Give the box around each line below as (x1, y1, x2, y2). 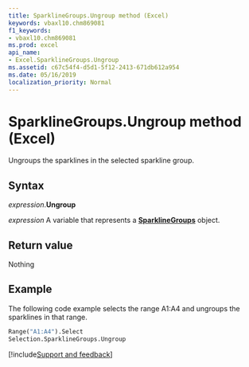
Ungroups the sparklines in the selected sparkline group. (8, 156, 195, 166)
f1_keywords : (8, 26, 52, 34)
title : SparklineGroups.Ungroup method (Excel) (8, 11, 169, 20)
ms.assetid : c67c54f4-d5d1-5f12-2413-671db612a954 (8, 64, 180, 72)
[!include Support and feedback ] (8, 349, 113, 359)
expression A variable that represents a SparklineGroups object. (8, 216, 220, 225)
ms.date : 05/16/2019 (8, 71, 77, 79)
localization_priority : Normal (8, 78, 112, 86)
